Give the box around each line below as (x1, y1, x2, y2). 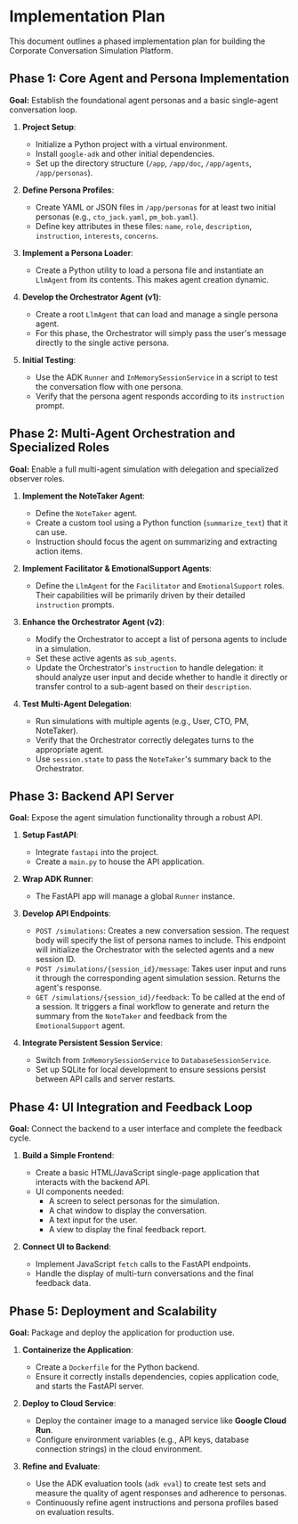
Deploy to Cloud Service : (21, 1398, 117, 1408)
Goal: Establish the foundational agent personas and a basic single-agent (9, 95, 278, 105)
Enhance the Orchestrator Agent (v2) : (21, 616, 165, 627)
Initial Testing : (21, 354, 77, 365)
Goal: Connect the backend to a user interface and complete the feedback (9, 1124, 283, 1134)
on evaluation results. (35, 1507, 115, 1517)
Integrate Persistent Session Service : (21, 1037, 163, 1049)
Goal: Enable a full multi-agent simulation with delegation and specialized (9, 464, 278, 474)
